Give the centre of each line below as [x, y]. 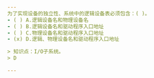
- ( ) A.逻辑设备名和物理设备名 [48, 20]
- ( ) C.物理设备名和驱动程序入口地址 [56, 33]
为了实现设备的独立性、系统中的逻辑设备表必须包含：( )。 [79, 13]
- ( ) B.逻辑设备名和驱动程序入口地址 [56, 26]
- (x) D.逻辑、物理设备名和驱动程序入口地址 [63, 39]
